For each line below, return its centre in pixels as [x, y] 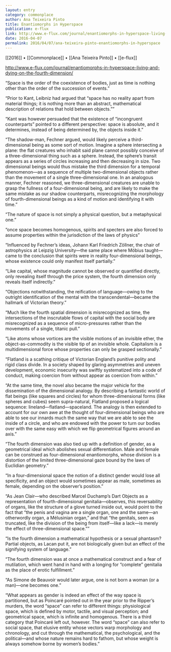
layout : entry [20, 10]
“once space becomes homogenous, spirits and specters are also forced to [84, 229]
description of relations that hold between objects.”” [60, 109]
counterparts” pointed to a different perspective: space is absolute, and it [82, 124]
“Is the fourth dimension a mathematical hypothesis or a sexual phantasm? [83, 538]
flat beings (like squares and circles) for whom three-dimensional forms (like [85, 396]
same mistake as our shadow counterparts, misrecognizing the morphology [84, 194]
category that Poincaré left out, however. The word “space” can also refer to [85, 622]
